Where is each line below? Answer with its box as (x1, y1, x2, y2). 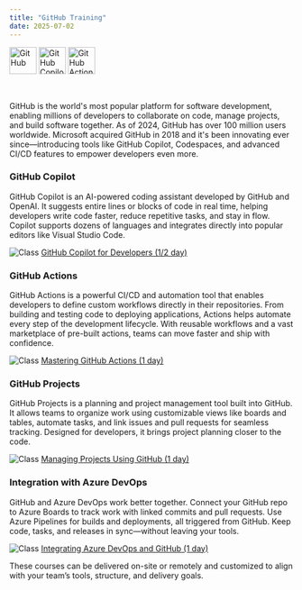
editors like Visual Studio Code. (9, 229, 126, 240)
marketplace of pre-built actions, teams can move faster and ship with (9, 328, 270, 339)
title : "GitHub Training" (9, 13, 106, 23)
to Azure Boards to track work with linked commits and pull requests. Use (9, 506, 282, 517)
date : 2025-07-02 (9, 22, 75, 31)
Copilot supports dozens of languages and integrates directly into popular (9, 220, 284, 231)
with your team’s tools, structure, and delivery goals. (9, 569, 205, 581)
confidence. (9, 338, 54, 349)
